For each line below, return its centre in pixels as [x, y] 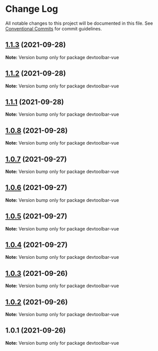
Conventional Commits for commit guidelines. [54, 28]
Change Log [32, 9]
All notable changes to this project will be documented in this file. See [79, 23]
